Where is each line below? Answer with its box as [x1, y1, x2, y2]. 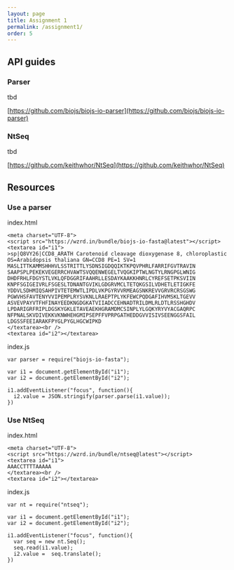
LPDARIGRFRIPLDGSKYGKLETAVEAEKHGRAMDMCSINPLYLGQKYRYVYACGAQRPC [7, 305, 196, 312]
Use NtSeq [7, 415, 45, 425]
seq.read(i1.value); [13, 545, 74, 552]
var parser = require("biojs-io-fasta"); [7, 356, 130, 363]
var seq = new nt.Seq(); [13, 538, 86, 545]
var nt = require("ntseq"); [7, 501, 90, 509]
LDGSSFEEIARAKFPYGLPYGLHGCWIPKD [7, 317, 102, 325]
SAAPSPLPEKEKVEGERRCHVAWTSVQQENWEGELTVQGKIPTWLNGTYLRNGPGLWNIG [7, 268, 196, 276]
